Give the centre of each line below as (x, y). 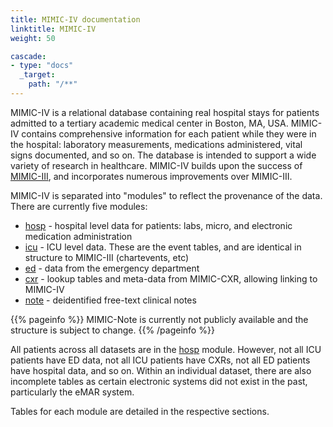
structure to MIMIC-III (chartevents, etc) (107, 257)
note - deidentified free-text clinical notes (110, 300)
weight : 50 (33, 38)
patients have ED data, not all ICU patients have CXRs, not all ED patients (160, 360)
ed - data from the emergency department (112, 268)
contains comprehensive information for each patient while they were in (169, 133)
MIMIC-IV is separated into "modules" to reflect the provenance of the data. (166, 195)
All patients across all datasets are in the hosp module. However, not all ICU (166, 349)
